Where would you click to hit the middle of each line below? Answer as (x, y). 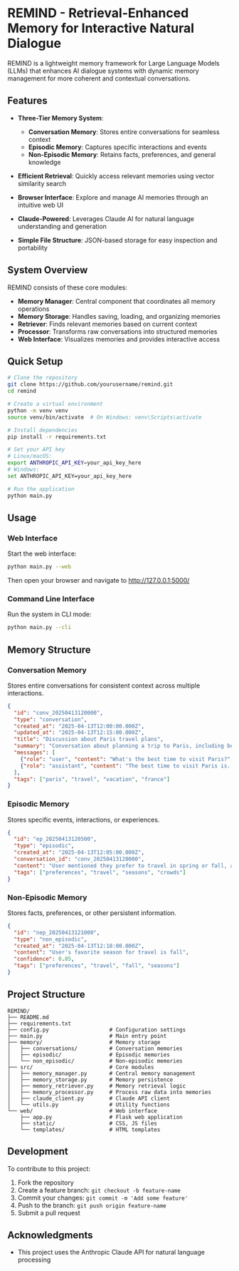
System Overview (48, 270)
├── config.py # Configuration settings (97, 1030)
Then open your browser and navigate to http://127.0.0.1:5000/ (99, 581)
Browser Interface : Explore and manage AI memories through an (113, 197)
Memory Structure (49, 649)
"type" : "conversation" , (51, 719)
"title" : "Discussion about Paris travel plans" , (89, 740)
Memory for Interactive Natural (101, 28)
